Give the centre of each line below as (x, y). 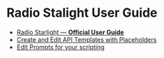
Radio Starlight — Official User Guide (70, 32)
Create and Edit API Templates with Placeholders (87, 39)
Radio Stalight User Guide (82, 13)
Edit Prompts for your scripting (60, 47)
